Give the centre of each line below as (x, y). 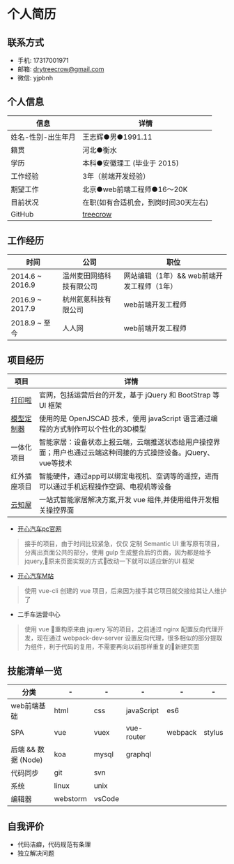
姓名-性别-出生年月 (43, 137)
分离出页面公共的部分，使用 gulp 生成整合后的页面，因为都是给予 (118, 552)
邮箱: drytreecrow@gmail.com (61, 69)
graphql (139, 754)
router (136, 737)
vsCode (107, 799)
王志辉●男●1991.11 (117, 137)
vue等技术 (55, 463)
